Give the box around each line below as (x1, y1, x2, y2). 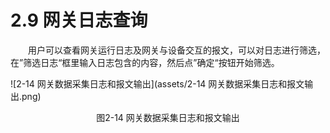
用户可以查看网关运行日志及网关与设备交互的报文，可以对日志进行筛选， (27, 44, 326, 56)
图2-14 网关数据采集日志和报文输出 (96, 111, 240, 123)
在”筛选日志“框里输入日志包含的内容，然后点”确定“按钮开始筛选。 (10, 56, 280, 68)
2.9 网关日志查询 (10, 9, 148, 32)
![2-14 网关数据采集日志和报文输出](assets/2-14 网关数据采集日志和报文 (10, 77, 305, 90)
